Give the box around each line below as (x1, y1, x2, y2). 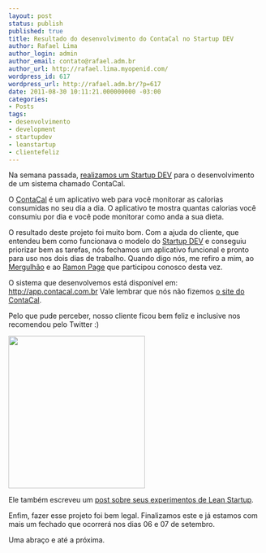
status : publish (8, 20, 63, 28)
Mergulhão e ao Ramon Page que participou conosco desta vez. (8, 262, 223, 272)
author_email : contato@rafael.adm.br (8, 58, 136, 66)
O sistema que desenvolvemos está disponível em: (8, 278, 178, 288)
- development (8, 125, 57, 133)
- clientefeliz (8, 148, 60, 156)
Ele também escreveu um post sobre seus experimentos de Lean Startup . (8, 495, 254, 505)
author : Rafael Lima (8, 42, 79, 50)
